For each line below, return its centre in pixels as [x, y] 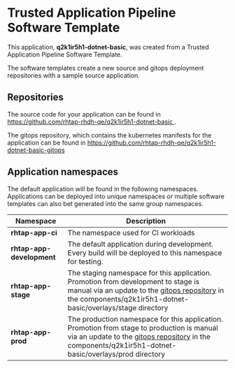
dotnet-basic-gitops [36, 150]
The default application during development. [140, 244]
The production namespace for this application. [145, 319]
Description [146, 221]
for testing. [85, 261]
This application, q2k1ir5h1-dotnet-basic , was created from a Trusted [108, 47]
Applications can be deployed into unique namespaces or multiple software [116, 196]
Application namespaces [63, 172]
